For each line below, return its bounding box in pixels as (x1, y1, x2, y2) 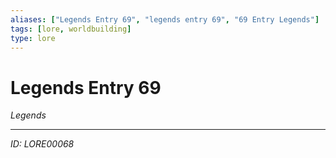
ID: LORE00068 (10, 138, 75, 150)
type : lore (10, 33, 56, 43)
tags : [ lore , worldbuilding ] (10, 24, 132, 34)
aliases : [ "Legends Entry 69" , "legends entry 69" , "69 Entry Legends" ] (10, 14, 320, 25)
